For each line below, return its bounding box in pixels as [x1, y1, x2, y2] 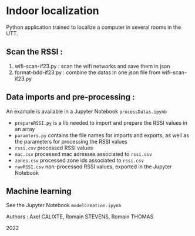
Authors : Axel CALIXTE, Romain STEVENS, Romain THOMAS [6, 213, 154, 220]
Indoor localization [6, 4, 99, 18]
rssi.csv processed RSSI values [14, 144, 93, 151]
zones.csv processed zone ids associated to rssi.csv [14, 157, 144, 164]
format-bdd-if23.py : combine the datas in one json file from [14, 69, 160, 76]
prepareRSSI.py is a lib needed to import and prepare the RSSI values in [14, 119, 188, 126]
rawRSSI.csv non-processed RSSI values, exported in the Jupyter [14, 163, 172, 170]
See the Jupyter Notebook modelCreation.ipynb [6, 202, 122, 209]
